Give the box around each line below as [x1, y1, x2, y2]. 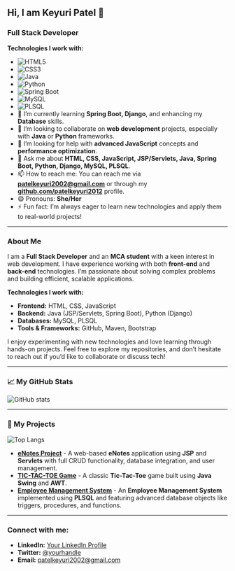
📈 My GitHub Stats [7, 376, 73, 386]
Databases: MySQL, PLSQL [17, 316, 98, 325]
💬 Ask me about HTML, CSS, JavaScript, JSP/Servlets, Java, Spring [17, 154, 217, 162]
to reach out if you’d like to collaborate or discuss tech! [7, 352, 166, 360]
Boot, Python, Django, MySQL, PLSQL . [17, 162, 131, 170]
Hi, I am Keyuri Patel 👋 [7, 7, 105, 19]
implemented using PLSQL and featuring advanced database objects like [17, 493, 227, 502]
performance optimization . [17, 146, 98, 155]
